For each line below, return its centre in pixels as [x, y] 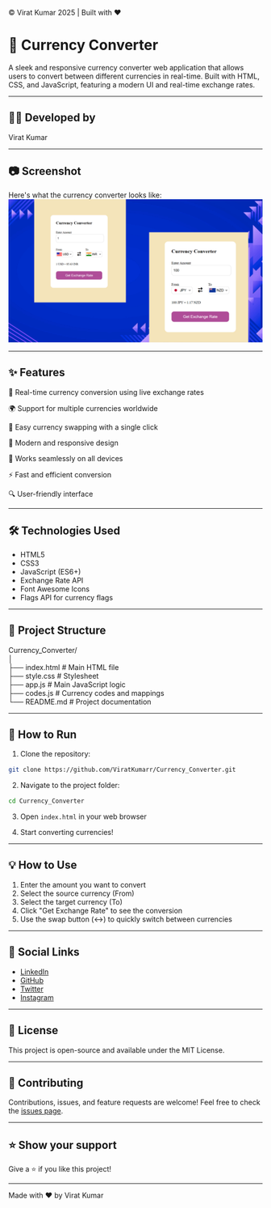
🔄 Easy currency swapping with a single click [83, 427]
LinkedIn [34, 972]
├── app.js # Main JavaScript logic [67, 685]
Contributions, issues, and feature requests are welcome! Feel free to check [134, 1102]
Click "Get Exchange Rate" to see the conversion [101, 910]
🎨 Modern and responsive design [63, 443]
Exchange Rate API [52, 580]
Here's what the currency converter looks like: [85, 195]
